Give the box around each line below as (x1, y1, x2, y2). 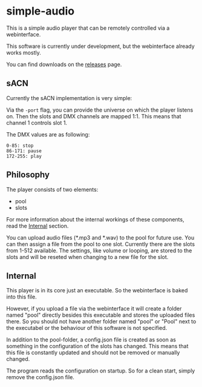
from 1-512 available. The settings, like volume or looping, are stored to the (6, 247, 192, 254)
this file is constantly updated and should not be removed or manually (6, 349, 180, 356)
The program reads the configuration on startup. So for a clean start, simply (6, 367, 195, 374)
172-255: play (6, 153, 42, 159)
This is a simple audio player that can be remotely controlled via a (6, 24, 170, 32)
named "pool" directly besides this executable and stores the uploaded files (6, 311, 195, 319)
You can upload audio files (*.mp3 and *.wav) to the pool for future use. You (6, 234, 195, 241)
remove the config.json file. (6, 374, 74, 381)
